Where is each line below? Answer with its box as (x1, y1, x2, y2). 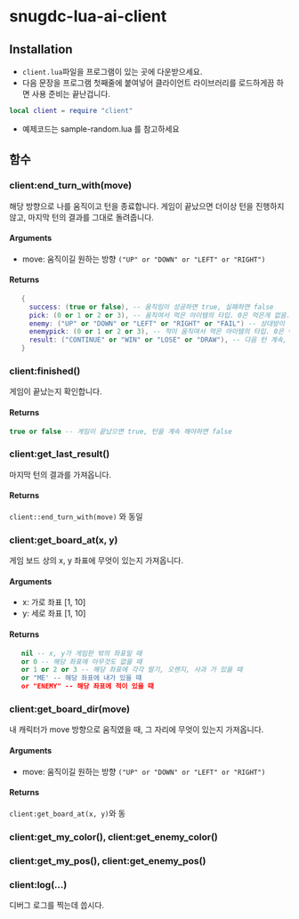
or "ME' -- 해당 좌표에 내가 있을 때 (20, 673, 142, 682)
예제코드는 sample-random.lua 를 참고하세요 (21, 123, 180, 134)
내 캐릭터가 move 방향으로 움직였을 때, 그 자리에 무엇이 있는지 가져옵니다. (9, 724, 264, 735)
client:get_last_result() (9, 447, 110, 460)
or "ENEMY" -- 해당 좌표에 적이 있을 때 (20, 682, 154, 691)
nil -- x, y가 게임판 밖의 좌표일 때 (20, 649, 142, 657)
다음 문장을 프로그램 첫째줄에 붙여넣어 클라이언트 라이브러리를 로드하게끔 (21, 77, 275, 88)
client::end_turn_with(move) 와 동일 (9, 511, 143, 521)
